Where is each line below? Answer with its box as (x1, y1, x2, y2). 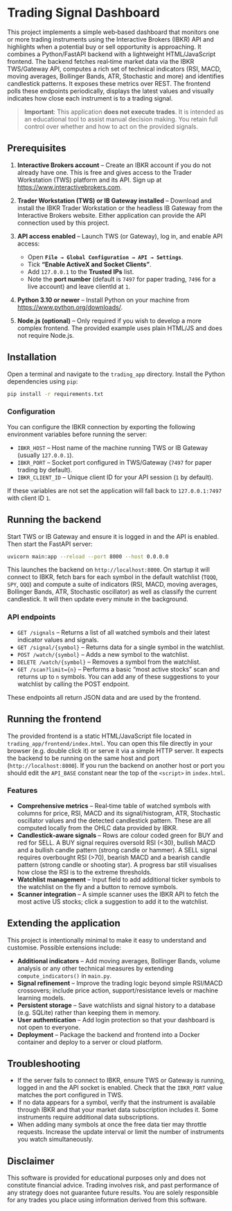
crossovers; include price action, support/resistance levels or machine (17, 986, 218, 995)
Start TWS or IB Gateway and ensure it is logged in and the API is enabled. (7, 532, 220, 540)
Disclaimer (7, 1155, 55, 1167)
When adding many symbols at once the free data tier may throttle (17, 1120, 207, 1128)
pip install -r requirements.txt (7, 390, 104, 397)
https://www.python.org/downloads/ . (17, 303, 123, 311)
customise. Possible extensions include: (7, 943, 121, 952)
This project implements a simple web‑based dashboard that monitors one (7, 28, 220, 36)
